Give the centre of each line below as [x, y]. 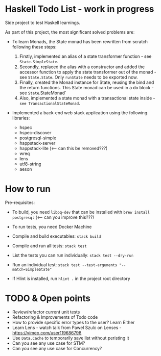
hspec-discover [35, 132]
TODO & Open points [48, 298]
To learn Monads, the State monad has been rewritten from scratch [80, 41]
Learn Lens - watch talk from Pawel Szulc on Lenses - [67, 328]
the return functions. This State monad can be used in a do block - [87, 87]
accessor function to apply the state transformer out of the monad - [88, 72]
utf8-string [30, 164]
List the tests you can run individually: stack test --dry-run [73, 255]
